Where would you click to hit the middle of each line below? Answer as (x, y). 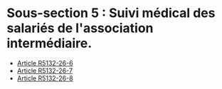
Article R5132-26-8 (45, 78)
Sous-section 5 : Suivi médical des (111, 13)
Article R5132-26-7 (44, 70)
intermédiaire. (49, 43)
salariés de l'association (80, 28)
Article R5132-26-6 (45, 63)
